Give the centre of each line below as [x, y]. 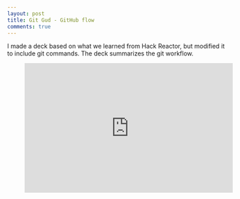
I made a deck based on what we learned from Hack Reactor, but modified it [116, 46]
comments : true [29, 26]
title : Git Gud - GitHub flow [51, 20]
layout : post [26, 14]
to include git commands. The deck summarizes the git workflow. [101, 53]
